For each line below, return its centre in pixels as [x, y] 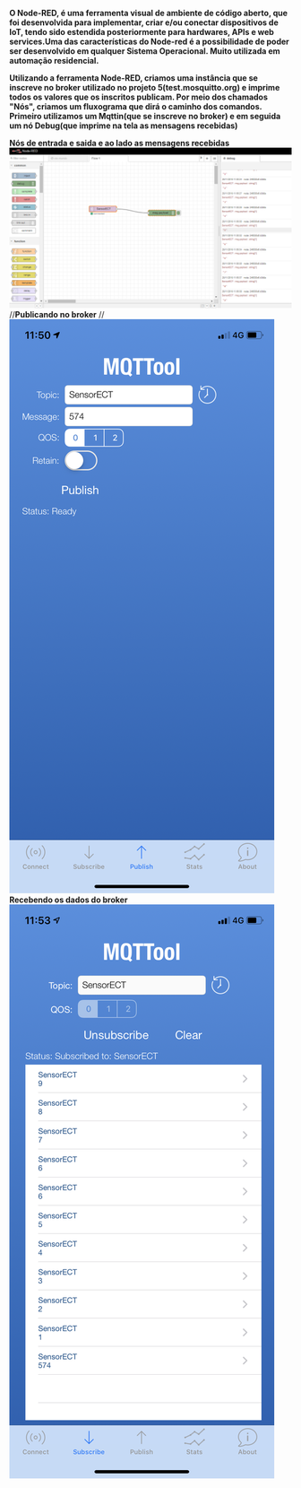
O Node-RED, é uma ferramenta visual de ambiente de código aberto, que [149, 13]
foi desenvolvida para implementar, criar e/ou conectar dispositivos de [144, 22]
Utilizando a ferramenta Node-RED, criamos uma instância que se [133, 78]
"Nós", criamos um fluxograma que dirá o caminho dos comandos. [136, 106]
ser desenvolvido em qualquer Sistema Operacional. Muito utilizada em [145, 51]
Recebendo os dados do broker [69, 900]
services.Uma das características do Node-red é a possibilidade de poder [149, 41]
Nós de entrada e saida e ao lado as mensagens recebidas [120, 143]
